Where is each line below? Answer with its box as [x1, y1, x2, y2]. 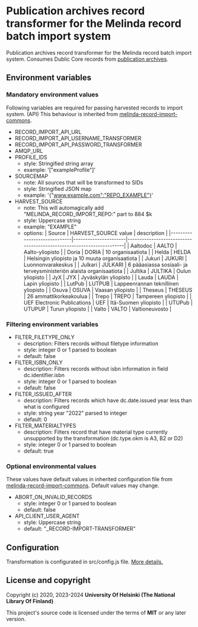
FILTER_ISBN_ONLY [14, 359, 63, 366]
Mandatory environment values [6, 90, 99, 99]
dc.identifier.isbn [23, 371, 65, 378]
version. [6, 615, 26, 622]
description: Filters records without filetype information [23, 340, 159, 347]
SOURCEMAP [14, 173, 49, 180]
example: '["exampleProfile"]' [23, 166, 96, 173]
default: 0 [23, 415, 47, 423]
